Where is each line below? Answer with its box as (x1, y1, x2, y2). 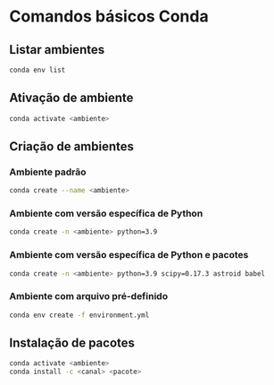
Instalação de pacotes (9, 336, 136, 351)
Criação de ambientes (9, 139, 135, 154)
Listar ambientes (9, 42, 105, 57)
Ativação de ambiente (9, 90, 134, 106)
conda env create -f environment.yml (9, 311, 150, 320)
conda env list (9, 65, 66, 74)
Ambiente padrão (9, 166, 87, 178)
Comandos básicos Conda (9, 6, 209, 27)
